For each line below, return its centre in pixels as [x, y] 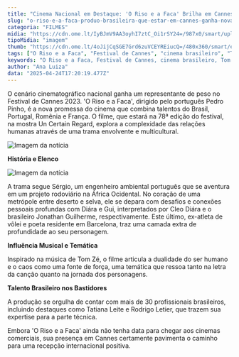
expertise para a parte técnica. [52, 317]
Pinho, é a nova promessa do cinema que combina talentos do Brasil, [108, 109]
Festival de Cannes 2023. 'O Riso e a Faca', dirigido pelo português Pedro [116, 101]
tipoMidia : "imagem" [38, 40]
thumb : [17, 47]
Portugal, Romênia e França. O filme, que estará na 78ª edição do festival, [116, 116]
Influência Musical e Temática [53, 245]
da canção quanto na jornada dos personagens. [78, 274]
